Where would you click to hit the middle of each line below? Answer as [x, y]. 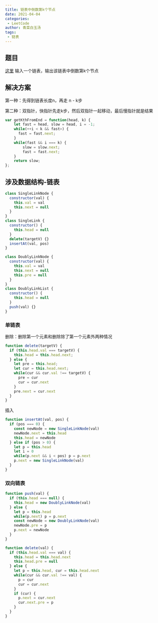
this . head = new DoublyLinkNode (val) [52, 503]
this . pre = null [31, 275]
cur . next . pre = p [36, 602]
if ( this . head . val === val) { [40, 553]
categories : [17, 19]
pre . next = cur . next [35, 391]
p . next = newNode [32, 530]
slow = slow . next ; [41, 147]
